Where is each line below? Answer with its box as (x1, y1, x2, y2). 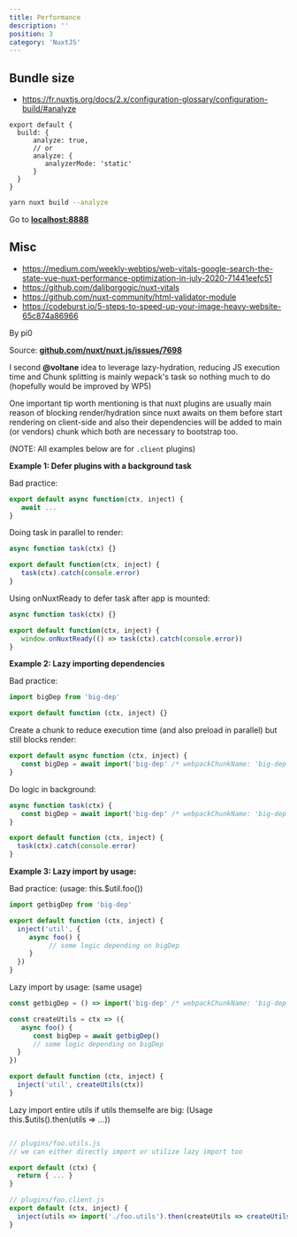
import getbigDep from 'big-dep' (9, 900, 133, 909)
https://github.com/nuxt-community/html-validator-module (21, 292, 237, 302)
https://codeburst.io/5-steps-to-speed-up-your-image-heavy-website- (21, 300, 282, 311)
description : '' (9, 21, 69, 30)
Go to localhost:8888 (9, 214, 89, 224)
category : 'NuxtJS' (9, 37, 81, 47)
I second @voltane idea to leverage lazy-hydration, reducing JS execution (9, 362, 280, 372)
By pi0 (9, 327, 33, 338)
